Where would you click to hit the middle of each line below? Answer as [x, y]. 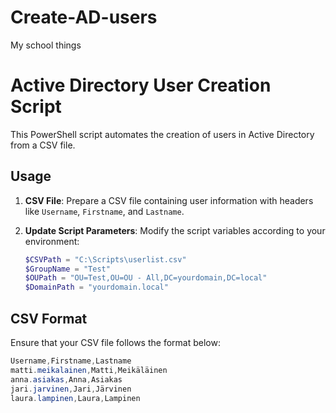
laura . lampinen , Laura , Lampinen [75, 398]
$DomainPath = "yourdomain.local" [96, 287]
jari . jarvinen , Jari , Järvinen [71, 389]
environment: [52, 241]
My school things [46, 45]
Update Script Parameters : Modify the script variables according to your [175, 230]
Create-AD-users [84, 17]
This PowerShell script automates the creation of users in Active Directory [162, 134]
